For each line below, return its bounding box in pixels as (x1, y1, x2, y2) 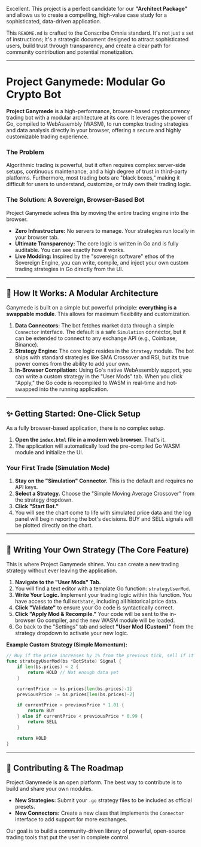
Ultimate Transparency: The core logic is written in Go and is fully (14, 239, 179, 247)
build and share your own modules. (6, 785, 93, 793)
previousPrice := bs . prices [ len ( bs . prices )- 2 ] (17, 691, 135, 697)
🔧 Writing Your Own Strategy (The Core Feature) (6, 545, 190, 555)
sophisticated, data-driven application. (6, 18, 102, 25)
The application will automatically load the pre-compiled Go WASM (14, 442, 181, 450)
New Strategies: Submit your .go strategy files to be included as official (14, 797, 193, 804)
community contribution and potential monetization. (6, 48, 133, 56)
